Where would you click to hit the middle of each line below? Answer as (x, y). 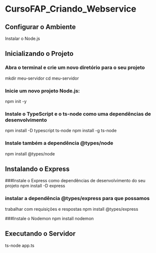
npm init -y (16, 101)
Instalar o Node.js (23, 38)
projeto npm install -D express (35, 186)
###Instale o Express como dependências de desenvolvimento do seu (75, 181)
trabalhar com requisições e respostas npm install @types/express (72, 209)
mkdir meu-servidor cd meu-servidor (42, 78)
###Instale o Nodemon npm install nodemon (49, 218)
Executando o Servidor (40, 234)
